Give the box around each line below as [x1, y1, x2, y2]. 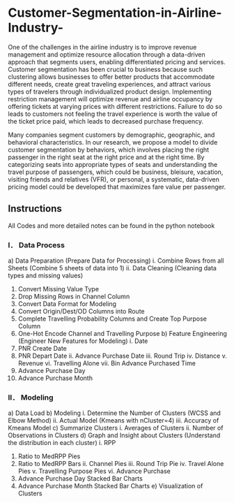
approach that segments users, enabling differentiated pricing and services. [8, 57, 226, 66]
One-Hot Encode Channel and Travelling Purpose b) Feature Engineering [17, 330, 227, 338]
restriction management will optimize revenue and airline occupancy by [8, 94, 213, 103]
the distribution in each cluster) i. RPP [8, 439, 116, 447]
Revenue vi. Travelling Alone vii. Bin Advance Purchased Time [17, 359, 196, 367]
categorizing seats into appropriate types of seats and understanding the [8, 160, 218, 168]
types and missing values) [8, 271, 84, 280]
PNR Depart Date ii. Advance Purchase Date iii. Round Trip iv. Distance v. [17, 351, 227, 360]
